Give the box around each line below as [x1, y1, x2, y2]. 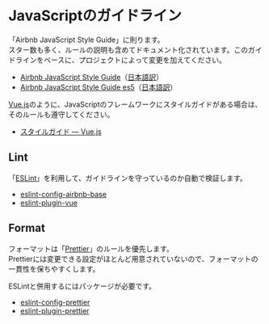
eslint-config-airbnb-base [19, 189, 107, 199]
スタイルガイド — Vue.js [19, 126, 103, 137]
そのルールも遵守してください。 [8, 109, 115, 119]
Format [8, 221, 46, 235]
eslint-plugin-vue [19, 198, 78, 208]
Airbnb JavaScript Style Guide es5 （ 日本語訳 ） [19, 82, 178, 92]
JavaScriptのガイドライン [8, 6, 182, 25]
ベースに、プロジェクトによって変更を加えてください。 [43, 55, 226, 65]
